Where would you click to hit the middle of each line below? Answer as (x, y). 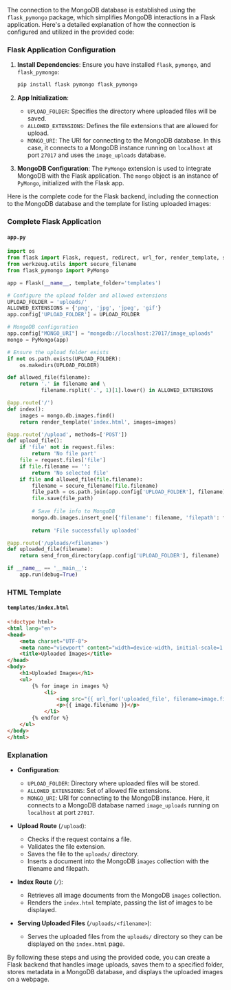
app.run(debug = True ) (49, 575)
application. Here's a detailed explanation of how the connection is (101, 24)
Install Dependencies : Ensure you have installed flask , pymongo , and (114, 65)
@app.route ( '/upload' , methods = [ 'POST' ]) (67, 434)
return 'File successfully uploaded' (86, 530)
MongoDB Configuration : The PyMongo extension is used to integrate (114, 169)
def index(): (26, 409)
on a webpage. (28, 979)
